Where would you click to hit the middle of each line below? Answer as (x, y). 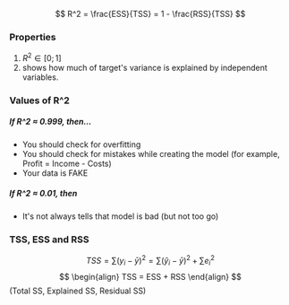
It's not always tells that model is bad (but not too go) (120, 216)
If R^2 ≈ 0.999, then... (51, 122)
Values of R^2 (39, 100)
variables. (40, 77)
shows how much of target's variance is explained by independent (145, 67)
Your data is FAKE (55, 173)
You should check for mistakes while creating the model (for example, (151, 153)
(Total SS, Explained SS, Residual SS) (78, 291)
